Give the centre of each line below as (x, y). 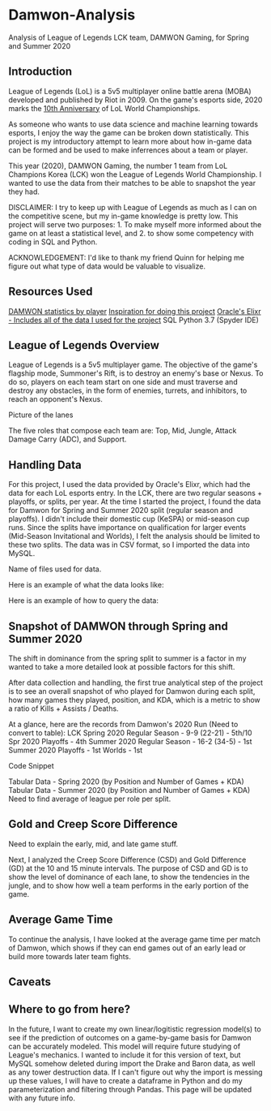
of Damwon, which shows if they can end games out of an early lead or (127, 948)
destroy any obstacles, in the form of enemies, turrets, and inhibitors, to (128, 390)
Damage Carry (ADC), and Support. (68, 439)
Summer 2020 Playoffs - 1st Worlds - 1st (76, 750)
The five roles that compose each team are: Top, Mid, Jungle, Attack (123, 431)
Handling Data (45, 465)
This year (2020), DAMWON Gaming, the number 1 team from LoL (118, 166)
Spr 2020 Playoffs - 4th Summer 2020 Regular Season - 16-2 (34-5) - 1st (130, 741)
